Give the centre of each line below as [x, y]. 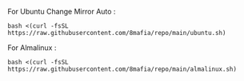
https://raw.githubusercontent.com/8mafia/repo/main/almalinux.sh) [122, 69]
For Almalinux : [32, 48]
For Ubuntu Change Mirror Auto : [62, 12]
